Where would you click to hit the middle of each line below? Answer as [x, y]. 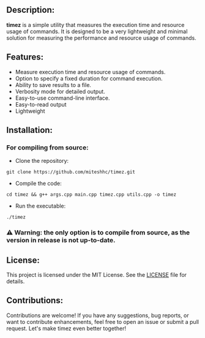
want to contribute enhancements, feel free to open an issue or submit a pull [102, 321]
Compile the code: [39, 184]
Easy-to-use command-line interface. [62, 98]
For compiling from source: [47, 148]
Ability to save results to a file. [53, 85]
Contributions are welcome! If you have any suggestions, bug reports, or [98, 315]
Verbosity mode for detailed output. [60, 91]
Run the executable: [40, 206]
